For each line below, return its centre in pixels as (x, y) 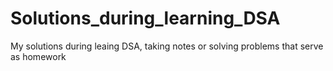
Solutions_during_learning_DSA (145, 18)
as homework (38, 56)
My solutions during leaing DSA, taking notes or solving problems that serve (167, 46)
